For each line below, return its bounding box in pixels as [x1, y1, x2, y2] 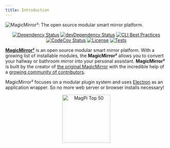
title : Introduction [5, 7, 50, 13]
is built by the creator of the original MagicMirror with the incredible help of [5, 63, 164, 69]
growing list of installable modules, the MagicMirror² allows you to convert [5, 52, 164, 59]
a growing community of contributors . [5, 69, 86, 75]
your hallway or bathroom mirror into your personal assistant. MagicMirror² [5, 58, 165, 64]
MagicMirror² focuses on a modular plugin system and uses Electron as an [5, 79, 163, 85]
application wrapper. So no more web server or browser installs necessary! [5, 84, 164, 90]
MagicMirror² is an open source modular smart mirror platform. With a [5, 47, 155, 53]
